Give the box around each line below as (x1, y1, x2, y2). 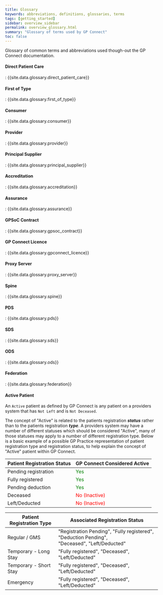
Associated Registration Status (70, 517, 144, 524)
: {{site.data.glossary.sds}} (5, 337, 59, 343)
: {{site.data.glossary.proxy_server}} (5, 271, 77, 277)
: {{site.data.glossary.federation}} (5, 381, 72, 387)
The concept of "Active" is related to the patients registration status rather (5, 418, 154, 424)
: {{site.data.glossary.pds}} (5, 315, 59, 321)
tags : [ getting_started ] (5, 16, 55, 21)
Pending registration (7, 468, 54, 475)
